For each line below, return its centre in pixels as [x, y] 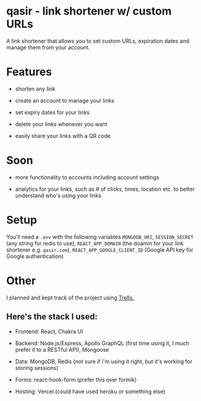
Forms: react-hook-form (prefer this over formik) [76, 379]
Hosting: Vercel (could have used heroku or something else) [90, 391]
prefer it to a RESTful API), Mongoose [62, 349]
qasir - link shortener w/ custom [89, 11]
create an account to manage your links [65, 100]
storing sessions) [37, 368]
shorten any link [35, 89]
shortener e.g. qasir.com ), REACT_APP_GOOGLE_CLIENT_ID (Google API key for [100, 250]
